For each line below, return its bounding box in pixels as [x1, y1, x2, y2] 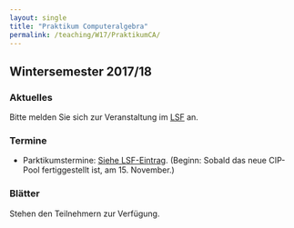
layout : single [9, 13, 67, 23]
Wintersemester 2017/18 [9, 64, 152, 79]
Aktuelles [9, 91, 53, 104]
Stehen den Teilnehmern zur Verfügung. [9, 208, 160, 219]
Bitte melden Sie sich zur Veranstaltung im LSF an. [9, 112, 198, 123]
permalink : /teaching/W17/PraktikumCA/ [9, 30, 161, 39]
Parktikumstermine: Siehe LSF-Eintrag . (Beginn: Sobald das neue [22, 155, 267, 166]
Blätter [9, 187, 40, 200]
